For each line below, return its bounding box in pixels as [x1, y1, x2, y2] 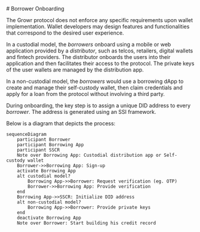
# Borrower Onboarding [6, 5, 64, 12]
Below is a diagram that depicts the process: [6, 120, 116, 127]
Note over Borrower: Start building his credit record [17, 220, 156, 226]
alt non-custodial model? [17, 199, 82, 205]
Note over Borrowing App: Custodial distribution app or [17, 152, 162, 158]
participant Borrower [17, 137, 70, 143]
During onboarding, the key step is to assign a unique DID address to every [6, 102, 191, 109]
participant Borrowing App [17, 142, 84, 148]
